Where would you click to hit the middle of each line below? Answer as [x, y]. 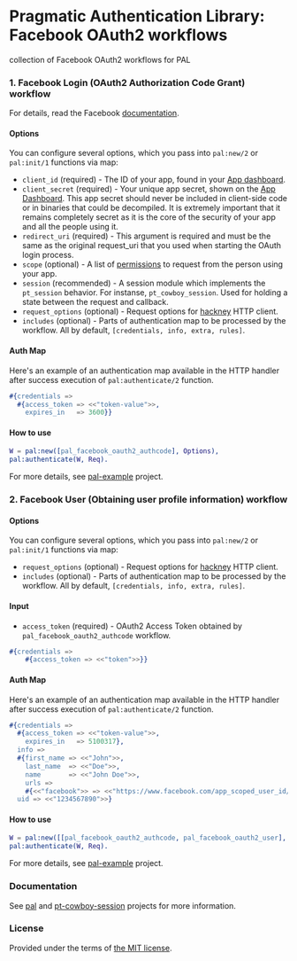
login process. [48, 255]
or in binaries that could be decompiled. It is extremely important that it [151, 208]
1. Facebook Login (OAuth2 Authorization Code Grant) [127, 82]
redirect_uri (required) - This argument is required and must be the [146, 236]
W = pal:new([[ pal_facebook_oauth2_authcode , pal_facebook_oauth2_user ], [148, 838]
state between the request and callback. [95, 302]
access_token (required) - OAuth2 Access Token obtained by [132, 626]
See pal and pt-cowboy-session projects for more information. [123, 905]
